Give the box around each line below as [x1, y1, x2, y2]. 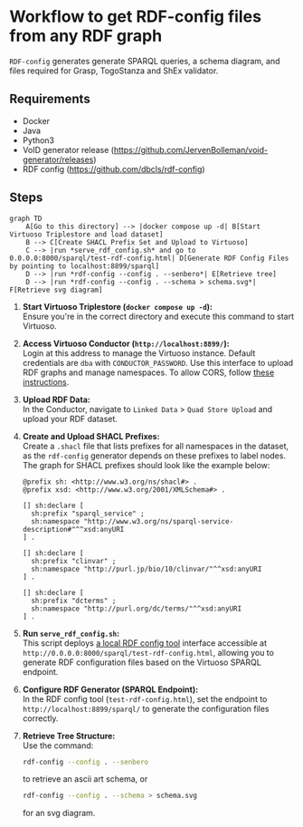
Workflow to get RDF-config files [9, 6, 262, 27]
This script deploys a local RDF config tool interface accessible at [22, 637, 268, 649]
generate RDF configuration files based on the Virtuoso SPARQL [22, 657, 262, 668]
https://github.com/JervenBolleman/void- [113, 144, 269, 155]
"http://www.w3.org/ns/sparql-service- [83, 516, 234, 526]
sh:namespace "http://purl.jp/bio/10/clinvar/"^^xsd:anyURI [31, 564, 262, 573]
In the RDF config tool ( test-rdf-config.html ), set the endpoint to [22, 693, 268, 704]
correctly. [22, 713, 59, 724]
